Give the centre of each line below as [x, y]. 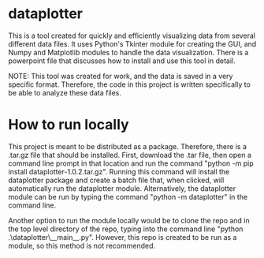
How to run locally [69, 125]
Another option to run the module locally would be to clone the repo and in [129, 220]
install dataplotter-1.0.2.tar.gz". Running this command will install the [119, 171]
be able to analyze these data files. [65, 92]
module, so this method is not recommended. [82, 245]
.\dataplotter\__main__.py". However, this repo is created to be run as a [123, 237]
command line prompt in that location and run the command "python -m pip [131, 163]
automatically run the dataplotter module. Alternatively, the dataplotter [122, 188]
